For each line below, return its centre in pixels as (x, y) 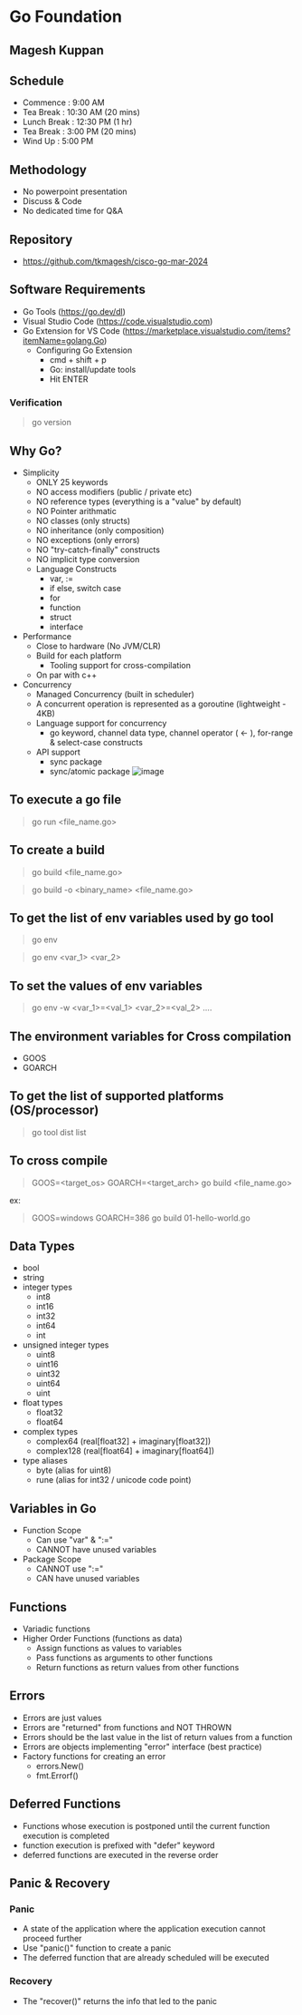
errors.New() (60, 1766)
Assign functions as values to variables (109, 1649)
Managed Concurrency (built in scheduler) (115, 694)
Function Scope (52, 1531)
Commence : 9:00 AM (64, 102)
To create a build (57, 850)
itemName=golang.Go (63, 340)
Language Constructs (76, 569)
